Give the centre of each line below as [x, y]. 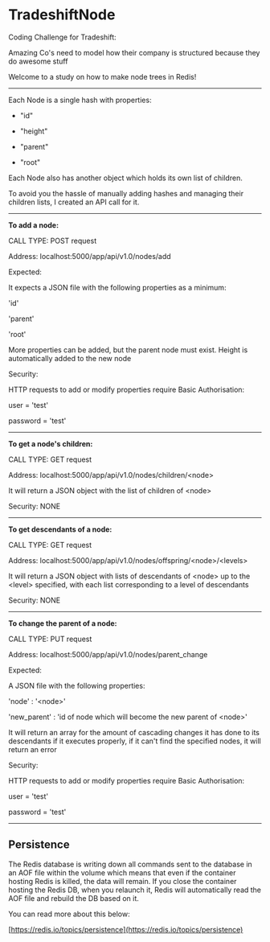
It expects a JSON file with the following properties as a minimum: [117, 287]
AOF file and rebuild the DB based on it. [74, 898]
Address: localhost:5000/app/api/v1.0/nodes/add [90, 256]
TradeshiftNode [62, 15]
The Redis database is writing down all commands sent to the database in [131, 864]
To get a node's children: [51, 443]
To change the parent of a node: [63, 623]
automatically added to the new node [70, 358]
